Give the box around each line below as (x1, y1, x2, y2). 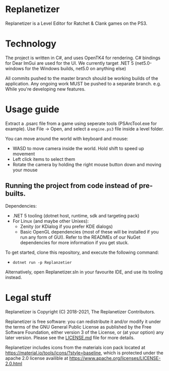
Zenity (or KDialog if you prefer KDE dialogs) (20, 223, 113, 229)
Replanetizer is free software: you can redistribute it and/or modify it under (5, 318, 161, 324)
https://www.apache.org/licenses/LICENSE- (69, 355, 161, 361)
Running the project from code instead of (5, 181, 138, 190)
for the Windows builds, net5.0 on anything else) (25, 65, 126, 71)
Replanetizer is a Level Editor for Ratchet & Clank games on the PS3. (5, 20, 148, 26)
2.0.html (5, 360, 23, 366)
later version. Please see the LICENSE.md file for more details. (5, 335, 135, 341)
